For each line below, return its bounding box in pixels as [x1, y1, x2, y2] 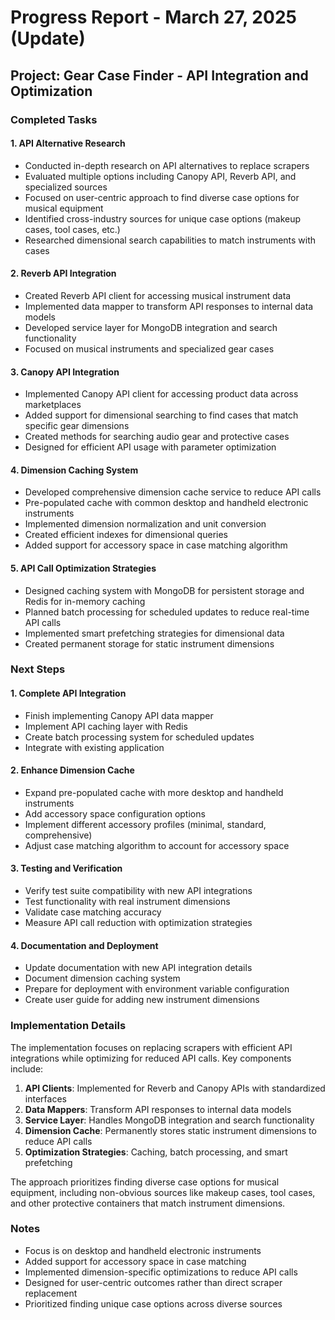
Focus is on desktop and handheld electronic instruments [24, 1244, 262, 1256]
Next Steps [10, 662, 66, 676]
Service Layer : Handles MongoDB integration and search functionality [24, 1114, 315, 1126]
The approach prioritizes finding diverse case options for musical [10, 1176, 280, 1188]
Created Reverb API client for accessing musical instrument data [24, 289, 292, 301]
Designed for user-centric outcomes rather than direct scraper [24, 1276, 283, 1288]
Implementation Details [10, 1019, 127, 1033]
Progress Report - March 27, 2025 [10, 6, 297, 29]
